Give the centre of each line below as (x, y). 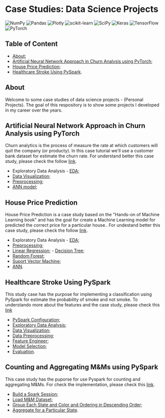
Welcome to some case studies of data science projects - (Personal (74, 99)
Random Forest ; (28, 256)
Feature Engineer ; (30, 341)
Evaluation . (24, 351)
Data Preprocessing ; (33, 336)
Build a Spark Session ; (35, 394)
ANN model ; (25, 187)
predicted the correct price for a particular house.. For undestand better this (83, 225)
